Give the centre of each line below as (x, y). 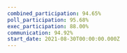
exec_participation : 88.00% (48, 26)
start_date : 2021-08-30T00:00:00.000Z (63, 39)
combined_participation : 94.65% (54, 13)
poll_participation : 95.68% (48, 20)
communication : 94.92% (40, 33)
